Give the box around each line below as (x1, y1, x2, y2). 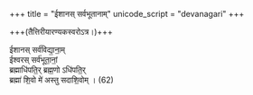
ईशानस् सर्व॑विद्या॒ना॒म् (9, 45, 66, 55)
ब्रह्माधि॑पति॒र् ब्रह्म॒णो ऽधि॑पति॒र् (9, 65, 86, 75)
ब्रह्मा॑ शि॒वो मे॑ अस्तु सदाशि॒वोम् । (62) (9, 74, 115, 85)
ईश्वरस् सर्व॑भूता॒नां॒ (9, 55, 58, 65)
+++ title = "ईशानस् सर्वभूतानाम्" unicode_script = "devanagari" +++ (9, 9, 245, 19)
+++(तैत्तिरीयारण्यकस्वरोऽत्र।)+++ (9, 27, 113, 37)
